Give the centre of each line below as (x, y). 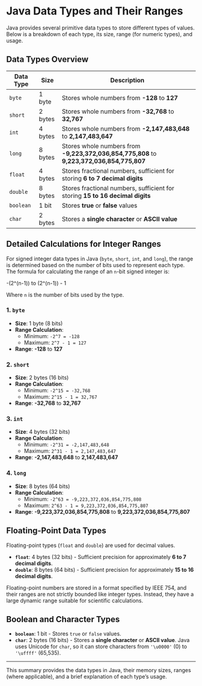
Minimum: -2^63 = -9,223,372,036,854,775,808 (83, 499)
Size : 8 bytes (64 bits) (42, 486)
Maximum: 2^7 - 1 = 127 (55, 342)
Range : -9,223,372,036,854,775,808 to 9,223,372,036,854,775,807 (103, 511)
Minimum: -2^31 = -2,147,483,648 (66, 445)
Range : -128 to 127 (39, 349)
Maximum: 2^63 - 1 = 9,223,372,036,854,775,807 (86, 505)
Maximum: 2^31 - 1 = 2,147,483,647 (70, 451)
